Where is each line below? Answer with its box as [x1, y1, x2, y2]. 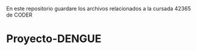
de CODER [6, 11, 33, 18]
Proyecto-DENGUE [6, 32, 102, 46]
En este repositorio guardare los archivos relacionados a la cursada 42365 [6, 5, 191, 12]
